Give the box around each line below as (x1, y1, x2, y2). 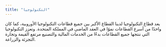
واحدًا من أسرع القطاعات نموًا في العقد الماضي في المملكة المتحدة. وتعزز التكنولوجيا (5, 25, 162, 32)
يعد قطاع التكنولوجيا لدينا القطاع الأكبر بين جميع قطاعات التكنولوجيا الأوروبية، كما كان (5, 21, 161, 26)
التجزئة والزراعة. (5, 36, 36, 42)
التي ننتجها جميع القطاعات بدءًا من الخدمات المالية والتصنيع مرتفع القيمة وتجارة (5, 31, 150, 37)
